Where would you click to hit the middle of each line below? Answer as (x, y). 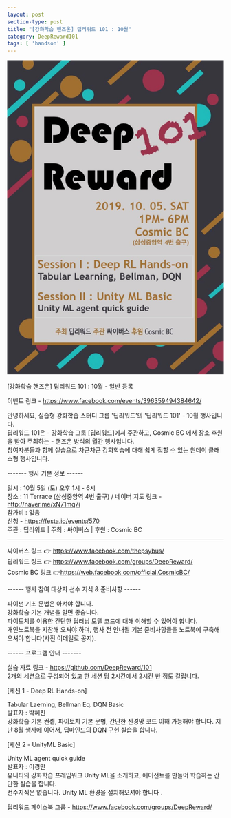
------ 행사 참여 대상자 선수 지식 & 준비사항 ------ (74, 589)
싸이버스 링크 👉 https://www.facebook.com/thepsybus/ (86, 551)
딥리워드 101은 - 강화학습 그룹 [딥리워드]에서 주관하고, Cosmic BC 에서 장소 (109, 433)
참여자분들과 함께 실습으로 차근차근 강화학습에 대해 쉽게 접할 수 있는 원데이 (107, 450)
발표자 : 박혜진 (26, 713)
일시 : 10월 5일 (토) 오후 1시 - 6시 (52, 488)
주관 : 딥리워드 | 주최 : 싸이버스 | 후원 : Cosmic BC (75, 530)
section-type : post (35, 22)
